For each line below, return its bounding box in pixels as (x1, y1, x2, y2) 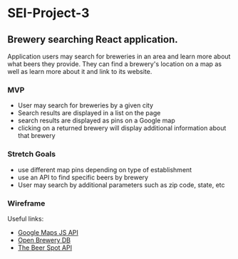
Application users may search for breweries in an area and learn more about (7, 52, 231, 60)
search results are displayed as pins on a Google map (17, 116, 176, 125)
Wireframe (7, 198, 46, 208)
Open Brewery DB (17, 236, 71, 244)
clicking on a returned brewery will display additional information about (17, 124, 227, 132)
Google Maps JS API (17, 228, 78, 236)
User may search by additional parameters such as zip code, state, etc (17, 180, 226, 189)
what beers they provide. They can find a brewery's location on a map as (7, 60, 222, 68)
